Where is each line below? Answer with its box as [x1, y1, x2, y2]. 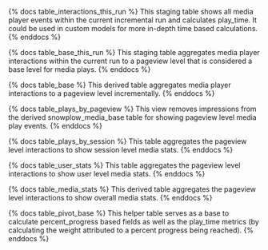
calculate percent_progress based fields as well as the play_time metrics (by [8, 217, 260, 226]
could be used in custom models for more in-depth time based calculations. [8, 24, 258, 33]
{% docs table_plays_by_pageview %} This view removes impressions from [8, 104, 258, 113]
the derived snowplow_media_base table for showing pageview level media [8, 113, 258, 122]
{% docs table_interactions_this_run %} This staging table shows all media [8, 7, 254, 16]
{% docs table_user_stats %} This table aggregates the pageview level [8, 161, 241, 170]
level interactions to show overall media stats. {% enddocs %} [8, 193, 213, 202]
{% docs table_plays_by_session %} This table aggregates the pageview [8, 137, 247, 146]
